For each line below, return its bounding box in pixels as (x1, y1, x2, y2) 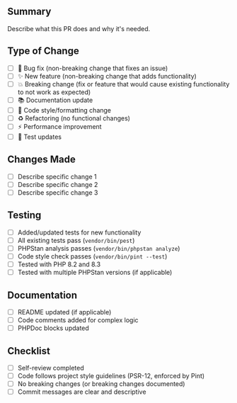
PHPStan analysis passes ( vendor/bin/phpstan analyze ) (17, 244, 180, 252)
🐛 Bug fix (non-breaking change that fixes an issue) (17, 64, 168, 72)
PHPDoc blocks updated (17, 324, 90, 332)
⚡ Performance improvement (17, 122, 102, 130)
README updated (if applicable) (17, 308, 112, 316)
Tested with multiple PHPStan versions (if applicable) (17, 268, 173, 277)
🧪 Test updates (17, 132, 62, 141)
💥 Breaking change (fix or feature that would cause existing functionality (17, 79, 230, 88)
